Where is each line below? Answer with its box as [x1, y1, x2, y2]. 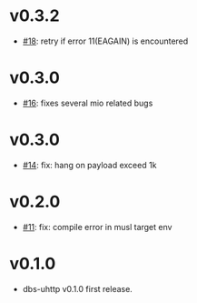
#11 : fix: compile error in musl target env [22, 221, 172, 232]
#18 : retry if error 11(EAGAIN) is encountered [22, 35, 189, 46]
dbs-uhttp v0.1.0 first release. [22, 283, 133, 294]
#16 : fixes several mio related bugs [22, 97, 153, 108]
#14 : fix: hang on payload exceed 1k [22, 159, 157, 170]
